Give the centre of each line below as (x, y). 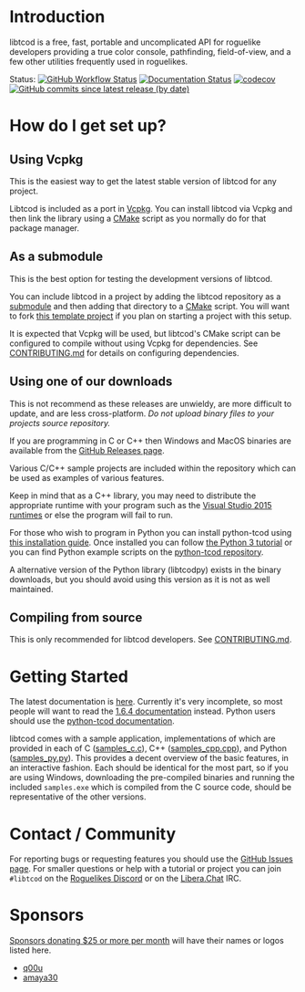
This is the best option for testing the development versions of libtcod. (141, 278)
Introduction (57, 17)
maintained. (31, 589)
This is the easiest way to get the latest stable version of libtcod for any (143, 181)
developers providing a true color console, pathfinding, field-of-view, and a (150, 51)
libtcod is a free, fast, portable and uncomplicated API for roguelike (135, 42)
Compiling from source (76, 617)
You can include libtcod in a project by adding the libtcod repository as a (145, 296)
